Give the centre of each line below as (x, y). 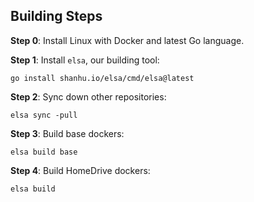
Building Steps (56, 16)
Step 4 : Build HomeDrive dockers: (80, 170)
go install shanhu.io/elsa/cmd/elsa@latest (102, 78)
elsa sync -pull (44, 115)
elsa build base (44, 152)
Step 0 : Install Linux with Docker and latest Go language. (127, 40)
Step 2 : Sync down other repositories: (88, 96)
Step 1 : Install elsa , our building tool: (85, 60)
